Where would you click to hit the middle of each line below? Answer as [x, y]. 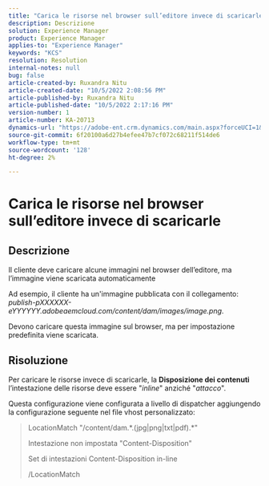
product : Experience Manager [57, 38]
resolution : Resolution [48, 61]
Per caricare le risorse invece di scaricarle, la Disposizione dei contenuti [129, 380]
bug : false [26, 75]
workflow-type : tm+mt [44, 142]
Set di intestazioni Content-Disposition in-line [102, 459]
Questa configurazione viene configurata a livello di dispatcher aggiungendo [134, 404]
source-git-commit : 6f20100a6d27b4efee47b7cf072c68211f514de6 [114, 135]
